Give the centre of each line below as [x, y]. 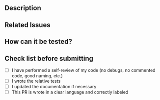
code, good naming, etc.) [37, 76]
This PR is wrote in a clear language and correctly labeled [70, 92]
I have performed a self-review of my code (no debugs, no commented [83, 70]
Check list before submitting [49, 58]
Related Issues [27, 25]
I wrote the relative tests [36, 81]
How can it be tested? [38, 42]
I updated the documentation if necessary [54, 87]
